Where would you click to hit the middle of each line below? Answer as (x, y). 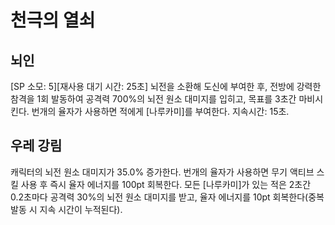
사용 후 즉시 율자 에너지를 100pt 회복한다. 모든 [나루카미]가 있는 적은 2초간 (166, 184)
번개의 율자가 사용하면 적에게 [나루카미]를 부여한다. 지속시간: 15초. (160, 111)
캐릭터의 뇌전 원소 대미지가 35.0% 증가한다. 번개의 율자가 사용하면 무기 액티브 (162, 172)
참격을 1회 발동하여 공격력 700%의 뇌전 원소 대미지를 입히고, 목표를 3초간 (153, 99)
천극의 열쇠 (53, 20)
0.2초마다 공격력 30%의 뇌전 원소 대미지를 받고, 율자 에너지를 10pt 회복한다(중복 (167, 197)
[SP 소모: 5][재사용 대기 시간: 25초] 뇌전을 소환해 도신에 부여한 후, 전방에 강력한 (166, 86)
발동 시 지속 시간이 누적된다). (66, 209)
